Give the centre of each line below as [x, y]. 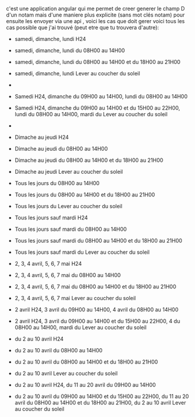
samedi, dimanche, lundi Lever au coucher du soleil [77, 73]
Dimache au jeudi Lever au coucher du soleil [69, 172]
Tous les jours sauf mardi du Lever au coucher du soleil [82, 252]
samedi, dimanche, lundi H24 [50, 39]
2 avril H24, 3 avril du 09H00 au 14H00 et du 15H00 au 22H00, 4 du [97, 321]
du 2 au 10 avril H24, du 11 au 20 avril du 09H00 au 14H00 [85, 385]
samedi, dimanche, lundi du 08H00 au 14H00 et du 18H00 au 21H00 [97, 62]
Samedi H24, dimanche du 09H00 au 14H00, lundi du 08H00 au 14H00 [101, 96]
